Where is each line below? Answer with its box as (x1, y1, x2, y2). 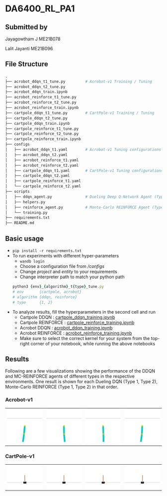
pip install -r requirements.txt (12, 248, 82, 253)
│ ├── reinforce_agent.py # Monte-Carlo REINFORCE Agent (5, 205, 150, 210)
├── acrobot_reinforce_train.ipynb (5, 105, 79, 110)
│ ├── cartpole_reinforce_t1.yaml (5, 178, 81, 184)
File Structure (5, 60, 48, 69)
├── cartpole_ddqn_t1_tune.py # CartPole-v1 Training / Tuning (5, 110, 155, 115)
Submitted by (5, 23, 48, 31)
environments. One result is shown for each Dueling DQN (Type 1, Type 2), (5, 379, 158, 385)
